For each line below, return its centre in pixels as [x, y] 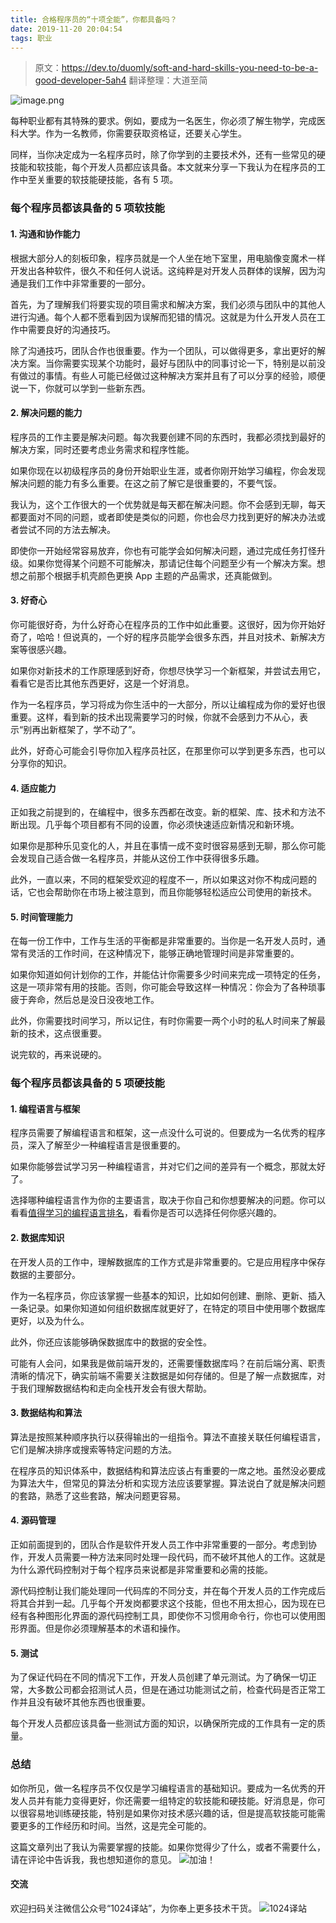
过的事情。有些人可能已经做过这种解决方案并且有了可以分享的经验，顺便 [176, 375]
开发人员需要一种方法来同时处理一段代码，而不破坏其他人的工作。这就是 [176, 1557]
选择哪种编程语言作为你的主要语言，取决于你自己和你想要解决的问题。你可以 [168, 1200]
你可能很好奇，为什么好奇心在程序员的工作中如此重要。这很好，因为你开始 [163, 624]
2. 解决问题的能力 [46, 413]
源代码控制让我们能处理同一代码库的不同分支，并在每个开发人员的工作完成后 [168, 1591]
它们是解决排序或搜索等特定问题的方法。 [93, 1449]
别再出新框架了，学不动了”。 [82, 729]
